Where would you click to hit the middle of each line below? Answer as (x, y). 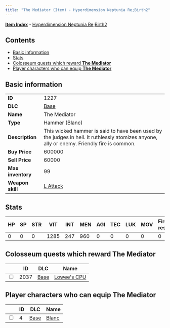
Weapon (18, 183)
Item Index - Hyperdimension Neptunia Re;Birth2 (56, 24)
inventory (20, 175)
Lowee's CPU (70, 277)
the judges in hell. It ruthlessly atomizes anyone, (101, 137)
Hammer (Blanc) (63, 123)
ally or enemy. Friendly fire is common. (90, 144)
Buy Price (20, 152)
